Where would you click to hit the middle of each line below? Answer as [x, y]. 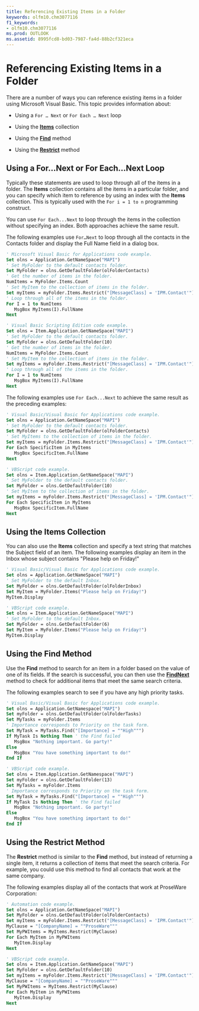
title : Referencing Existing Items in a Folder [66, 12]
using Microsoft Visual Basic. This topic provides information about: [89, 104]
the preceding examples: [36, 404]
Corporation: [22, 893]
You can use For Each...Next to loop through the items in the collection [93, 219]
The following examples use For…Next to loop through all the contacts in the [98, 237]
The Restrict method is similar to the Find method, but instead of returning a [99, 856]
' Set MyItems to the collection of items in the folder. [79, 437]
